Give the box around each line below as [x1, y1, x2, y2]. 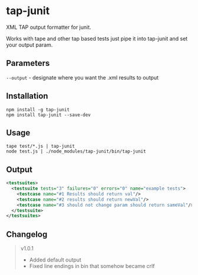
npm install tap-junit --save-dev [6, 112, 91, 118]
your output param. [6, 41, 53, 48]
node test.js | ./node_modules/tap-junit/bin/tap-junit [6, 148, 146, 154]
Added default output [29, 256, 81, 263]
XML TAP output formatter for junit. [6, 24, 91, 31]
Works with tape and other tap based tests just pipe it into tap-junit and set [6, 35, 188, 42]
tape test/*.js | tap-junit [6, 143, 75, 150]
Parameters [6, 58, 50, 68]
